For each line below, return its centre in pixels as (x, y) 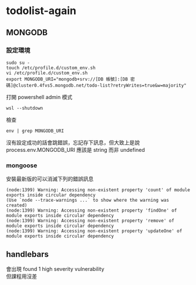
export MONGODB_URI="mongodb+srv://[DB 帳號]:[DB (67, 79)
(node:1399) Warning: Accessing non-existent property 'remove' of (90, 221)
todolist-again (41, 11)
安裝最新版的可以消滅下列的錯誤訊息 (50, 179)
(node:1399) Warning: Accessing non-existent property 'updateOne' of (94, 231)
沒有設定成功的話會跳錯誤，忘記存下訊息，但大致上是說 (73, 142)
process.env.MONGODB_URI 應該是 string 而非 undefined (76, 150)
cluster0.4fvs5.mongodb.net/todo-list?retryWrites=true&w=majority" (101, 85)
